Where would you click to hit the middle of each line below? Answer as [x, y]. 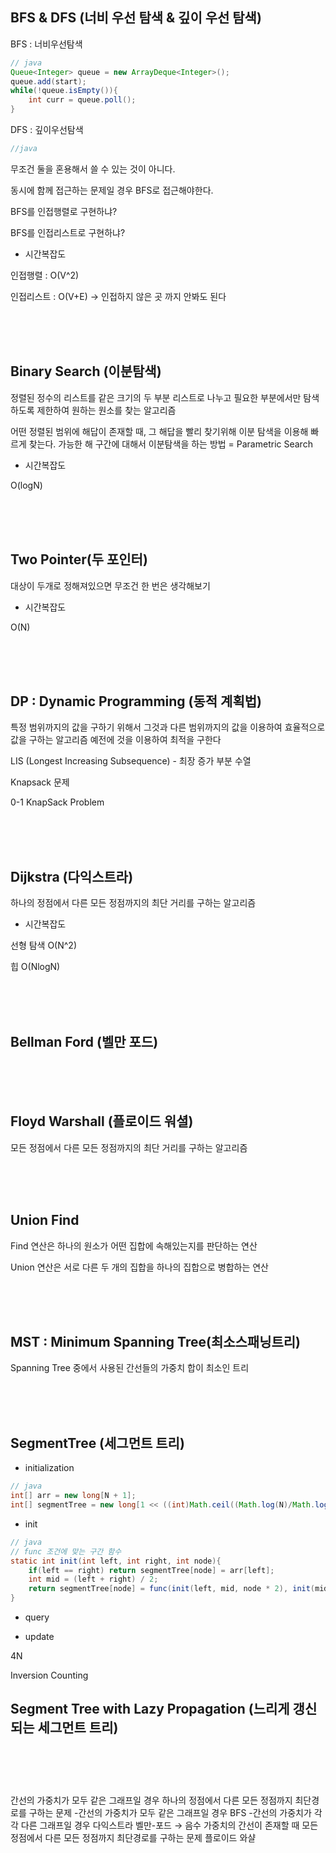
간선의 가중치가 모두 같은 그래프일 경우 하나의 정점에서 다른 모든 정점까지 [151, 1800]
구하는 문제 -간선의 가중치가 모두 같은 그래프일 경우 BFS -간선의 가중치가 [170, 1813]
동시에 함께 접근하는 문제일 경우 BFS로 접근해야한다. [112, 190]
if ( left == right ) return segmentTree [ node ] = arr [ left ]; [151, 1570]
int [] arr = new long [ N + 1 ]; [73, 1496]
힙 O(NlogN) [35, 967]
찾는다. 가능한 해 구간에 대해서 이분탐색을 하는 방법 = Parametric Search [170, 444]
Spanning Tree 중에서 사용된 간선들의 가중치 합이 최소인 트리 [130, 1368]
